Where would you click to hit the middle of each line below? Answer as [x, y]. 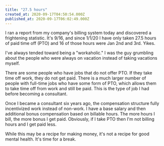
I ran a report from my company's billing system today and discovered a [78, 33]
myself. [13, 63]
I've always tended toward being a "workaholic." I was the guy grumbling [80, 53]
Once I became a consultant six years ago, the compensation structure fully [82, 104]
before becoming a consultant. [36, 94]
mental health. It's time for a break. [41, 139]
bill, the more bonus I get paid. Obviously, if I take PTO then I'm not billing [80, 119]
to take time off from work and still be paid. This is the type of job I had [77, 89]
